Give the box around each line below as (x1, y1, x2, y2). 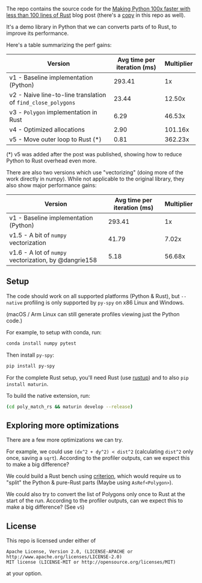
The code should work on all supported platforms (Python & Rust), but (6, 292, 180, 299)
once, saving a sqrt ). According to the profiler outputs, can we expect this (6, 454, 191, 462)
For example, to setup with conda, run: (6, 328, 102, 336)
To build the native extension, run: (6, 392, 91, 399)
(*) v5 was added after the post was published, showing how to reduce (6, 151, 182, 158)
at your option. (6, 570, 43, 577)
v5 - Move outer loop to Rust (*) (9, 135, 102, 144)
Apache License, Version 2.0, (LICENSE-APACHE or (6, 549, 133, 555)
